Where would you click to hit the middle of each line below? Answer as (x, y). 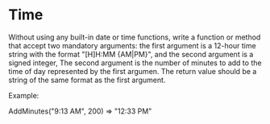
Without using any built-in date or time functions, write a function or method (135, 37)
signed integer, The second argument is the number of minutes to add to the (135, 63)
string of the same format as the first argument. (87, 80)
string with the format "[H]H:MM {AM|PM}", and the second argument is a (131, 54)
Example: (24, 95)
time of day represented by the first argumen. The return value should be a (133, 71)
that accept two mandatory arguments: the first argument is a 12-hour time (132, 45)
